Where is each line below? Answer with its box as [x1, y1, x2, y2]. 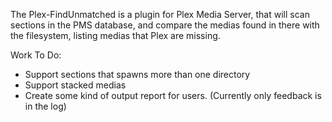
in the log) [24, 100, 67, 112]
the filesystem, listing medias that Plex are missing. [10, 30, 221, 41]
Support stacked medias [24, 79, 127, 91]
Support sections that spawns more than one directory [24, 69, 251, 80]
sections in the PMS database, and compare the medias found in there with [10, 19, 320, 31]
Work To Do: [10, 49, 62, 61]
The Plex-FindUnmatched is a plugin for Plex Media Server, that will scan [10, 9, 310, 20]
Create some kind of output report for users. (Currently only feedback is [24, 90, 322, 101]
